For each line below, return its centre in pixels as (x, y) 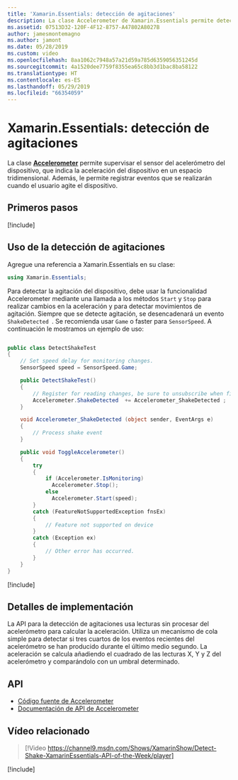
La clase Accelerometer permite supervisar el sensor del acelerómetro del (116, 163)
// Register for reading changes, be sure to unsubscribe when (128, 394)
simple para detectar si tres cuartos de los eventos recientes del (101, 639)
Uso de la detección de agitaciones (86, 247)
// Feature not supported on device (99, 525)
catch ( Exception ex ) (65, 538)
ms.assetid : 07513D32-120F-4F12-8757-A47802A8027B (84, 27)
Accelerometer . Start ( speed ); (95, 499)
